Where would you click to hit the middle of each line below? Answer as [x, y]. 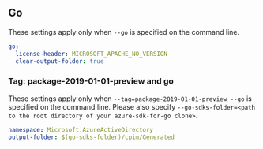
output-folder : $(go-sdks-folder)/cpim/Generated [92, 137]
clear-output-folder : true [60, 61]
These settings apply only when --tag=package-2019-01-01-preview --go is [130, 99]
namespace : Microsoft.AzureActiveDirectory [81, 129]
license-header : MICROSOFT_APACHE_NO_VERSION [92, 54]
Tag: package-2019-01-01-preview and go [91, 81]
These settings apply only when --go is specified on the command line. [124, 32]
